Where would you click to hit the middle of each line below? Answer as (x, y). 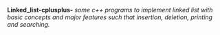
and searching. (29, 24)
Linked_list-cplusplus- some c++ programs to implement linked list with (110, 10)
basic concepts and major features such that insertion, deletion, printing (110, 17)
